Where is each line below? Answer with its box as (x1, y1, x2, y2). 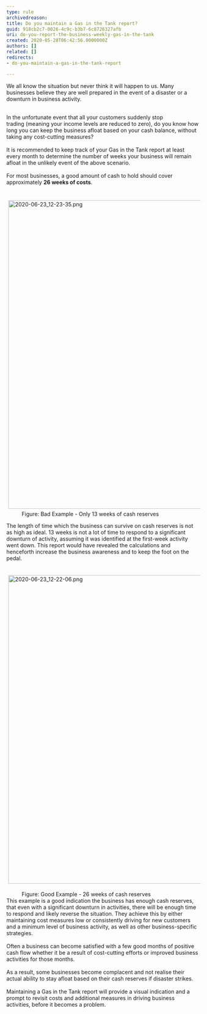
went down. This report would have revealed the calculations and (6, 541, 171, 549)
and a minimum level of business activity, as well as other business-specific (6, 923, 197, 930)
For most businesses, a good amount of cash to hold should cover (6, 172, 173, 179)
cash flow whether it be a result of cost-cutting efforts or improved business (6, 949, 198, 956)
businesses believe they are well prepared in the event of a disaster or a (6, 89, 187, 96)
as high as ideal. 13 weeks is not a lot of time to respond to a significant (6, 528, 186, 536)
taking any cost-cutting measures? (6, 133, 94, 140)
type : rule (6, 9, 34, 15)
